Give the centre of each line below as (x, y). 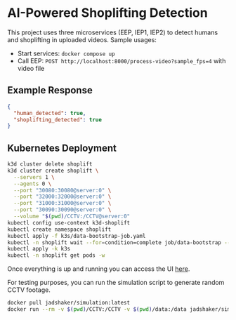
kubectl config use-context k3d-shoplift (69, 222)
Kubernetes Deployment (62, 148)
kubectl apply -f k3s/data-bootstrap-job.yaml (77, 236)
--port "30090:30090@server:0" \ (63, 210)
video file (31, 68)
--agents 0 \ (33, 184)
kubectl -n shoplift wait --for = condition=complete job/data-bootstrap (114, 242)
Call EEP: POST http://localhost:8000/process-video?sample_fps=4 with (122, 60)
